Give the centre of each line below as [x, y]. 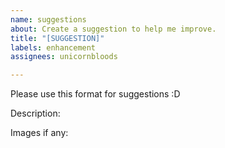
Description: [35, 113]
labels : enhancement [53, 47]
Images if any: [39, 133]
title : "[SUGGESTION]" [57, 38]
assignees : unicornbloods [64, 57]
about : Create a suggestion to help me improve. [113, 29]
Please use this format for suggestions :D [95, 94]
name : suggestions [48, 19]
